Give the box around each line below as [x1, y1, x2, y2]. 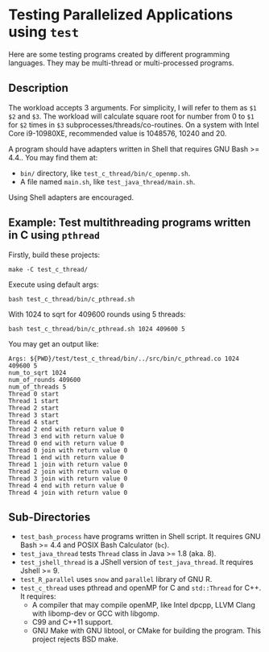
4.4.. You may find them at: [8, 152, 98, 162]
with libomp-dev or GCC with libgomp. [31, 608, 159, 618]
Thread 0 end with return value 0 [8, 439, 125, 447]
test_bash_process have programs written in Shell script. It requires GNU [19, 532, 261, 542]
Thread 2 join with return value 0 [8, 467, 128, 476]
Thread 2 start [8, 404, 60, 412]
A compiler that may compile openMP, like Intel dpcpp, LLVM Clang [31, 600, 255, 610]
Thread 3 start [8, 411, 60, 419]
